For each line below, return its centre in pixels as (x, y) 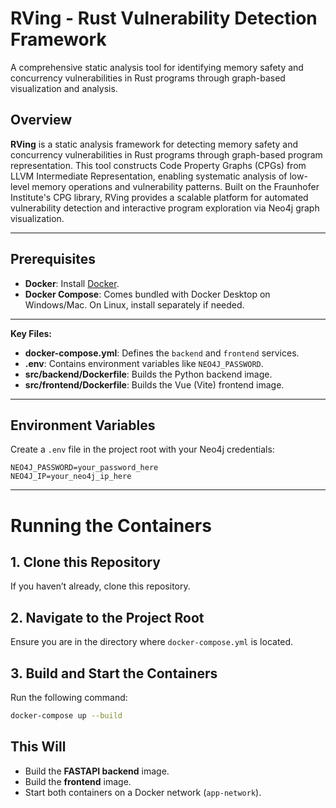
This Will (38, 747)
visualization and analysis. (64, 88)
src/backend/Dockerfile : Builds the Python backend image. (148, 374)
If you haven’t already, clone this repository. (100, 586)
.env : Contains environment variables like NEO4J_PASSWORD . (144, 363)
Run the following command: (69, 697)
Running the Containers (111, 525)
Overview (41, 120)
